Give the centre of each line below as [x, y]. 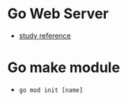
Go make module [64, 68]
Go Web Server [58, 14]
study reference [45, 36]
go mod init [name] [51, 90]
